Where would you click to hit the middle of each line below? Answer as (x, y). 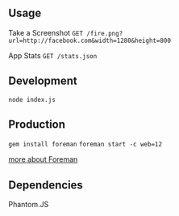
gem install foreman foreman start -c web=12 (85, 145)
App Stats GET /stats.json (53, 55)
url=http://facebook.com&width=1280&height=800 (90, 40)
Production (37, 125)
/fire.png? (104, 33)
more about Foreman (43, 159)
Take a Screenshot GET (46, 32)
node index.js (32, 100)
